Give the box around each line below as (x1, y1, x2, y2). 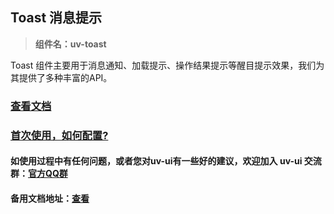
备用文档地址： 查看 (10, 192, 90, 204)
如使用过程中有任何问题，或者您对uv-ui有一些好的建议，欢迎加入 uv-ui (10, 155, 303, 167)
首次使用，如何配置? (10, 128, 109, 142)
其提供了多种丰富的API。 (10, 71, 113, 83)
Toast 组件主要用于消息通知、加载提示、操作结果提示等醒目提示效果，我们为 (10, 59, 325, 71)
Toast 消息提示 (10, 9, 103, 27)
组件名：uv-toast (34, 38, 107, 50)
